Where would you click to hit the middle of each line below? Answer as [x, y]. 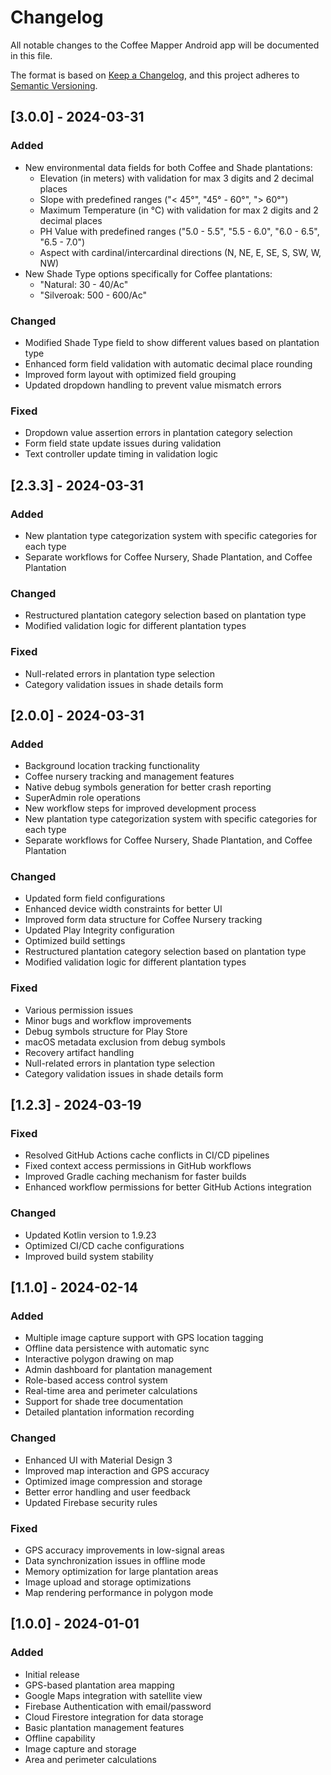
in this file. [31, 55]
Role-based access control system [96, 1380]
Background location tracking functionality [112, 766]
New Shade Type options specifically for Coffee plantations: [148, 273]
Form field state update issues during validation [123, 443]
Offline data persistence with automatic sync [117, 1348]
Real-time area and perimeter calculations [111, 1391]
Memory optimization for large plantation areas [121, 1572]
